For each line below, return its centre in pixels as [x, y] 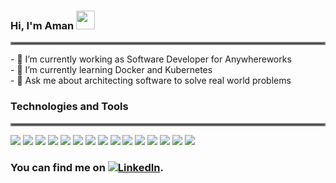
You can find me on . [87, 167]
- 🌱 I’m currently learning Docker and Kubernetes [111, 70]
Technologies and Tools [69, 107]
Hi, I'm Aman [42, 25]
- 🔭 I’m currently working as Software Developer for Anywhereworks [151, 59]
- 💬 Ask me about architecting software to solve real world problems [151, 81]
